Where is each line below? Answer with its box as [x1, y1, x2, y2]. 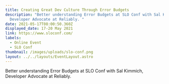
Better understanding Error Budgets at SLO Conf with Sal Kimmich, [5, 68, 143, 74]
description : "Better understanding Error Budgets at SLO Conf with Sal [5, 12, 161, 17]
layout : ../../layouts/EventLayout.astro [5, 54, 94, 59]
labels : [5, 36, 22, 41]
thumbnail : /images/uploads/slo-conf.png [5, 49, 94, 54]
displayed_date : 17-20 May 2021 [5, 26, 73, 31]
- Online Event [10, 40, 42, 45]
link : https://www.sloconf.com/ [5, 31, 73, 36]
